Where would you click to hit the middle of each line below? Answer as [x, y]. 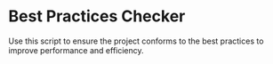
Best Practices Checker [97, 16]
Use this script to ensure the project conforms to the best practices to [136, 41]
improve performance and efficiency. [76, 50]
